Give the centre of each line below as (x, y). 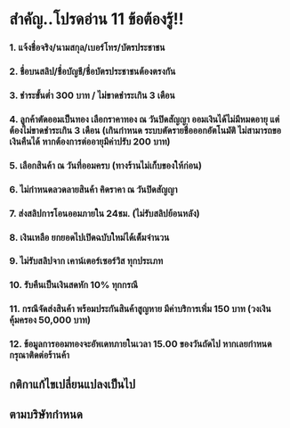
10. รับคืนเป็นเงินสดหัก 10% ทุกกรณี (74, 285)
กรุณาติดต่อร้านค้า (40, 355)
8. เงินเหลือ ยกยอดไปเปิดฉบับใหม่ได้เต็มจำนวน (89, 237)
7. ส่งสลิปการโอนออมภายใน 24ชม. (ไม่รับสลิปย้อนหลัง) (105, 213)
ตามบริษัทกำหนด (46, 415)
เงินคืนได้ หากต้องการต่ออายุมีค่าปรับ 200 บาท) (90, 141)
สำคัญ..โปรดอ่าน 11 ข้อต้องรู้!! (97, 19)
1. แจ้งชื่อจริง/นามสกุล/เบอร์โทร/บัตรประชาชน (87, 47)
